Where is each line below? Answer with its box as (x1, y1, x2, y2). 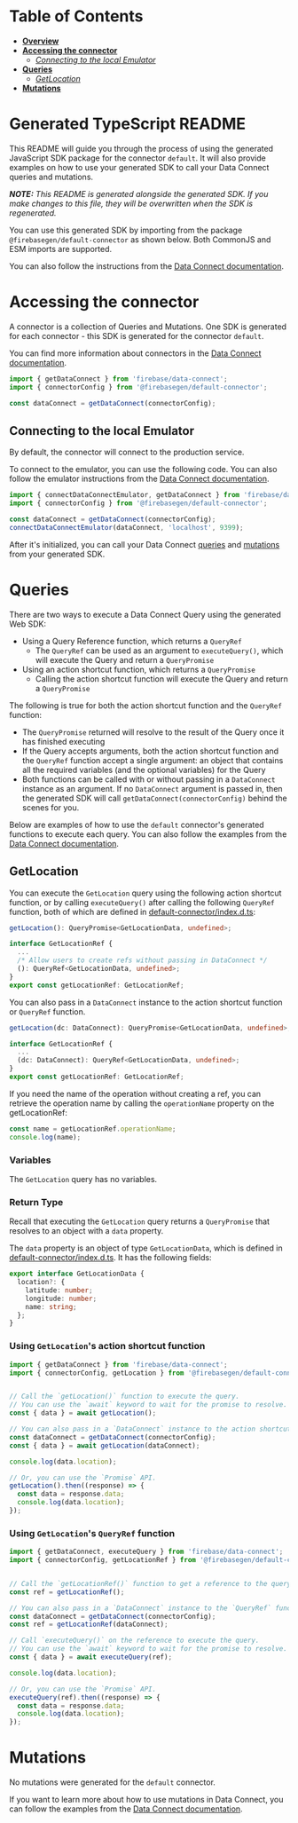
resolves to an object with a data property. (9, 1226, 164, 1236)
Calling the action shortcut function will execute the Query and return (35, 673, 288, 684)
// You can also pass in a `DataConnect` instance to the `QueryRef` (9, 1604, 272, 1613)
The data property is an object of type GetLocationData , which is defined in (9, 1243, 283, 1253)
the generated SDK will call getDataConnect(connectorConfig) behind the (21, 793, 287, 803)
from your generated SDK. (9, 548, 106, 559)
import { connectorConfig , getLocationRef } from (9, 1556, 197, 1565)
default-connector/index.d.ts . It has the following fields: (9, 1252, 212, 1263)
